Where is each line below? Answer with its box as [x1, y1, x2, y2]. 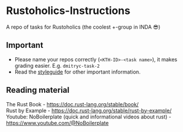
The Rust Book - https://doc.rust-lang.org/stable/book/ [6, 100, 139, 107]
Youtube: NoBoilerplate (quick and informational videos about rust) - [6, 113, 172, 120]
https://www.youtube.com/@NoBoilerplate [6, 119, 109, 126]
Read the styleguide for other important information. [14, 68, 141, 75]
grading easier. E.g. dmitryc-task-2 [14, 62, 100, 69]
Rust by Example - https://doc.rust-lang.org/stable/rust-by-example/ [6, 107, 172, 114]
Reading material [6, 85, 70, 95]
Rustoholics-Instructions [6, 4, 131, 18]
